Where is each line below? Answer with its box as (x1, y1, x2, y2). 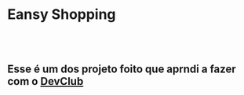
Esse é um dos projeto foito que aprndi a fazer (7, 63, 236, 76)
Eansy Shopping (7, 5, 116, 24)
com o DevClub (7, 75, 84, 88)
